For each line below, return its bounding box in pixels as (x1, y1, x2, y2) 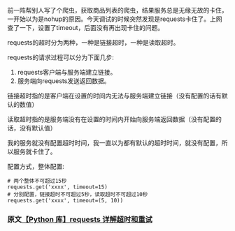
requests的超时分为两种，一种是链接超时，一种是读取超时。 (7, 38, 180, 47)
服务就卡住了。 (13, 147, 57, 156)
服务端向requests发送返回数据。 (17, 77, 111, 85)
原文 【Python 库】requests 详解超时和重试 (7, 214, 152, 224)
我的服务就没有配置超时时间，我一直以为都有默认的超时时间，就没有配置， (7, 139, 222, 147)
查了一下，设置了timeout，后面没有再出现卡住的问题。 (7, 24, 164, 31)
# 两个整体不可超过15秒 (7, 177, 67, 184)
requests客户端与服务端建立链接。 (17, 68, 117, 76)
